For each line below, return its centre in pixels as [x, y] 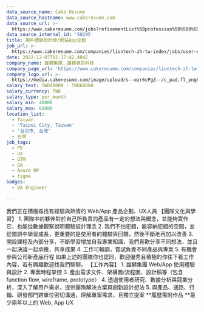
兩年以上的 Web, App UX [42, 302]
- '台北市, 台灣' [31, 131]
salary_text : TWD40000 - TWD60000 [50, 86]
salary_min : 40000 [29, 102]
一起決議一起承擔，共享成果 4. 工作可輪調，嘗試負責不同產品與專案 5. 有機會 [102, 249]
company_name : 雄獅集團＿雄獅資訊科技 [50, 63]
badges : [16, 182]
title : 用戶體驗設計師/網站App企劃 [46, 40]
